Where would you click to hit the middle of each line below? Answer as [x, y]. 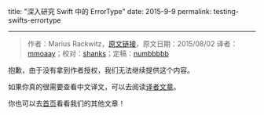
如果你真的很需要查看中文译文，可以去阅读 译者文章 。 [94, 87]
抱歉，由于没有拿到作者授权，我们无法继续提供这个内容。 [101, 70]
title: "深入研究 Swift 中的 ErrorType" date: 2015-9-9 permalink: [110, 11]
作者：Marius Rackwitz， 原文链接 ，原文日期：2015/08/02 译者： [132, 44]
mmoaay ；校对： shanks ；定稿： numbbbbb [98, 54]
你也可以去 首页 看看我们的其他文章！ [67, 103]
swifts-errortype [35, 20]
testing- [226, 11]
